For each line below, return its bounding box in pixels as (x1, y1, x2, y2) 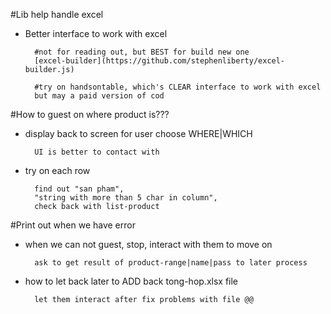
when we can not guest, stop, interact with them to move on (24, 239, 273, 250)
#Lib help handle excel (10, 9, 104, 20)
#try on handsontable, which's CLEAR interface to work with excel (34, 82, 322, 92)
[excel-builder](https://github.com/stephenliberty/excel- (34, 56, 286, 66)
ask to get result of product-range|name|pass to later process (34, 258, 308, 268)
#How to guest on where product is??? (10, 109, 170, 120)
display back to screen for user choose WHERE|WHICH (24, 128, 253, 139)
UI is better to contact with (34, 147, 160, 157)
